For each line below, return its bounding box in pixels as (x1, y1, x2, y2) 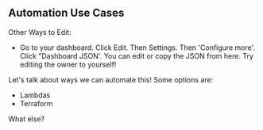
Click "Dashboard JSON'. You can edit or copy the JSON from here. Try (19, 51, 254, 60)
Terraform (19, 98, 53, 108)
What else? (8, 114, 45, 124)
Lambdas (19, 90, 51, 100)
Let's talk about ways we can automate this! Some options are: (8, 75, 214, 84)
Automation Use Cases (8, 6, 125, 20)
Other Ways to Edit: (8, 27, 72, 36)
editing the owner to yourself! (19, 59, 117, 69)
